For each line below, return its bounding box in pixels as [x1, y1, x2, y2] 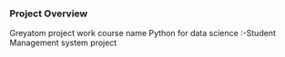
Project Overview [9, 7, 88, 20]
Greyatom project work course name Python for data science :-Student [9, 28, 276, 39]
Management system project [9, 37, 117, 48]
